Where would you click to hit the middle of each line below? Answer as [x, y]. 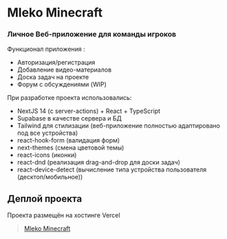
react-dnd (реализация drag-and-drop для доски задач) [99, 163]
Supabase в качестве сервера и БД [69, 118]
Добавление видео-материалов [64, 70]
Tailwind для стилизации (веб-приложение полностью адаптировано [118, 126]
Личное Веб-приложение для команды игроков [92, 34]
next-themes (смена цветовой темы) [71, 148]
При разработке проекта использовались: [69, 98]
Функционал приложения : [46, 49]
